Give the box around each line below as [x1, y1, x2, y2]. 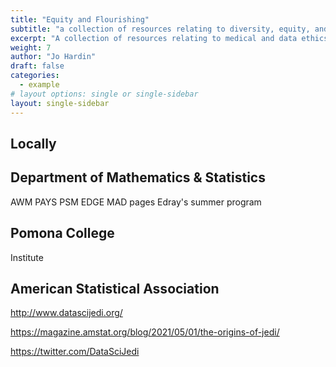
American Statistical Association [10, 280, 220, 297]
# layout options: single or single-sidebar [10, 89, 199, 99]
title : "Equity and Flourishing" [10, 14, 150, 25]
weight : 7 [10, 42, 52, 53]
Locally [10, 135, 57, 152]
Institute [10, 251, 44, 263]
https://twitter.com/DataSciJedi [10, 346, 140, 358]
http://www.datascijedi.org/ [10, 307, 123, 319]
